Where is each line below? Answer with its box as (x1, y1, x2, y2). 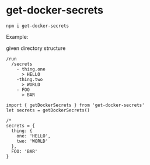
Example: (6, 33, 29, 40)
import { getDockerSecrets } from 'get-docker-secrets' (6, 102, 145, 108)
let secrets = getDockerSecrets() (6, 107, 90, 113)
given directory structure (6, 45, 66, 52)
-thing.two (16, 76, 43, 82)
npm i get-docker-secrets (6, 23, 69, 29)
